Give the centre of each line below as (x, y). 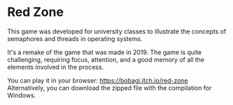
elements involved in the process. (55, 67)
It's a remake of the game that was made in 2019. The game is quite (105, 52)
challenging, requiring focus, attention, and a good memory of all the (106, 59)
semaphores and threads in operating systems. (75, 38)
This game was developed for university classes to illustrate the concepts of (117, 31)
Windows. (22, 95)
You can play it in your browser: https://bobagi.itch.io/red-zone (98, 80)
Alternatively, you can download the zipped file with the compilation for (110, 88)
